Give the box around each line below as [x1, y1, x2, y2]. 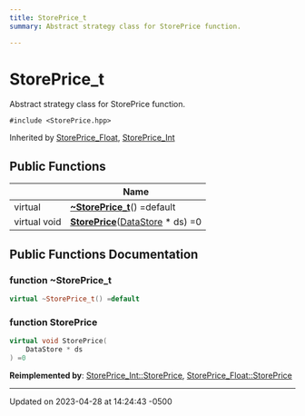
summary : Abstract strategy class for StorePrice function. [9, 22, 242, 31]
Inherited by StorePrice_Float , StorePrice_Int [9, 133, 175, 144]
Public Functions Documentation [9, 246, 199, 262]
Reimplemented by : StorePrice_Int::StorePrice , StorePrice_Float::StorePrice [9, 370, 292, 381]
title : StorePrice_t [9, 13, 88, 23]
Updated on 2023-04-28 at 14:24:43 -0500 [9, 396, 172, 407]
